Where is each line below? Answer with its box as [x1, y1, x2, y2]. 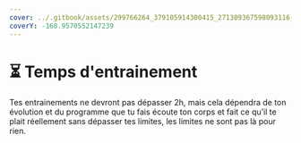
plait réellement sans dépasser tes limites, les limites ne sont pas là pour [9, 116, 276, 127]
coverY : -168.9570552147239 [9, 21, 115, 30]
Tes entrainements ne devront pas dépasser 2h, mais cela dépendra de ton [9, 97, 287, 108]
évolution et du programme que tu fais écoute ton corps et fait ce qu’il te [9, 106, 277, 117]
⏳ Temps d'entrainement [9, 62, 198, 81]
